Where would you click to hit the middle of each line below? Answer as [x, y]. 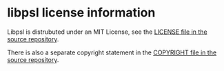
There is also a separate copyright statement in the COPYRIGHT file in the [112, 52]
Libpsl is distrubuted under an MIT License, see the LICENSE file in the [108, 32]
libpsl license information [81, 13]
